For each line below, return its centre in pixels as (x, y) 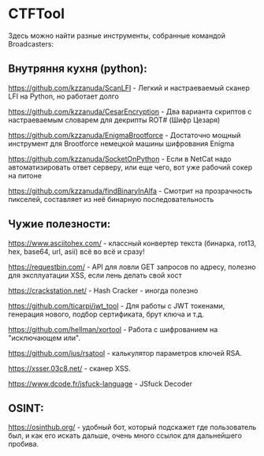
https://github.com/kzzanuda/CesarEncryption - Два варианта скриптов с (130, 111)
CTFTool (37, 14)
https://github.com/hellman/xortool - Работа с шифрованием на (113, 329)
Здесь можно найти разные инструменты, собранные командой (117, 36)
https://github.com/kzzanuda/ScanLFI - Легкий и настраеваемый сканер (129, 88)
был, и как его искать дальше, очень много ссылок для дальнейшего (125, 435)
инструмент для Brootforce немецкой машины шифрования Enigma (121, 144)
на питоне (25, 175)
